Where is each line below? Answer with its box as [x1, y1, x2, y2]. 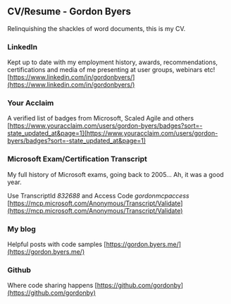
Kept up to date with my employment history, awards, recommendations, [7, 58, 218, 66]
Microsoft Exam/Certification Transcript [7, 154, 148, 164]
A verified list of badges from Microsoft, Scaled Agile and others [7, 114, 194, 123]
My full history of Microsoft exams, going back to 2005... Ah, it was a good [7, 170, 224, 178]
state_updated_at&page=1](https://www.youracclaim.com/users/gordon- [7, 129, 218, 138]
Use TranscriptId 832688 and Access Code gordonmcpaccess [7, 191, 189, 200]
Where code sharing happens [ [7, 281, 97, 290]
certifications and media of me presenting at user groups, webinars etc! [7, 66, 216, 74]
